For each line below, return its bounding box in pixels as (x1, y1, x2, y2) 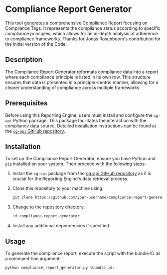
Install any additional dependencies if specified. (12, 223, 111, 229)
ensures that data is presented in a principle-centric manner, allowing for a (5, 79, 159, 85)
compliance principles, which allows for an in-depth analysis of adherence (5, 30, 158, 36)
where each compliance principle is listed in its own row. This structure (5, 74, 151, 80)
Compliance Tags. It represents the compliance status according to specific (5, 25, 161, 31)
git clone (12, 195, 33, 200)
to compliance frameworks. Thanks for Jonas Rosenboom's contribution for (5, 36, 161, 42)
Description (5, 56, 42, 64)
